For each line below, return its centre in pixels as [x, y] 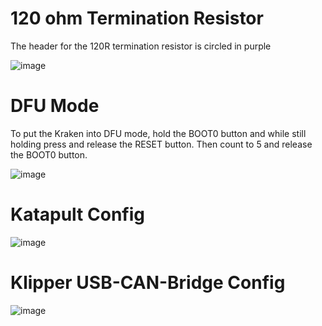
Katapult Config [77, 214]
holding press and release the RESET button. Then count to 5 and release [161, 144]
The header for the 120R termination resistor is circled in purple [141, 46]
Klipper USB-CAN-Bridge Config [148, 283]
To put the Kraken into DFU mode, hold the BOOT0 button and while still [158, 133]
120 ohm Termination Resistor [137, 18]
